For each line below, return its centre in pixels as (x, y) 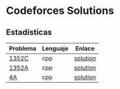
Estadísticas (29, 32)
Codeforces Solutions (60, 11)
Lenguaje (55, 49)
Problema (23, 49)
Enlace (85, 49)
